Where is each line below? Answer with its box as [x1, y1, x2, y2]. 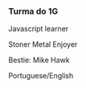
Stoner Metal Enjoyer [8, 40, 78, 49]
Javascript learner [8, 24, 69, 34]
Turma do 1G [8, 6, 59, 17]
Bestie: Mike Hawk [8, 55, 70, 65]
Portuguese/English [8, 71, 74, 81]
